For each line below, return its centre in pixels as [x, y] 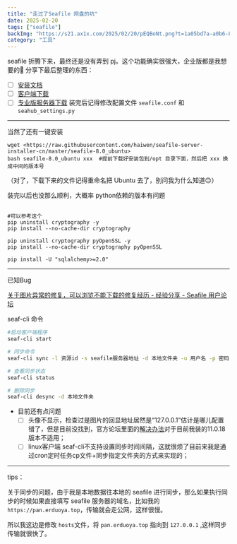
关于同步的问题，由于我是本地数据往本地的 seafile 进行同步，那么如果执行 [115, 492]
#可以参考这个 [25, 216]
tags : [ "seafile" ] [34, 27]
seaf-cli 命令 [25, 319]
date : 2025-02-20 [33, 20]
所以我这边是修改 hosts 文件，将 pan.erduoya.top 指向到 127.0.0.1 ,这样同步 [117, 525]
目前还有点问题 [39, 411]
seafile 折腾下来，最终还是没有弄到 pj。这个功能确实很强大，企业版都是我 [114, 61]
